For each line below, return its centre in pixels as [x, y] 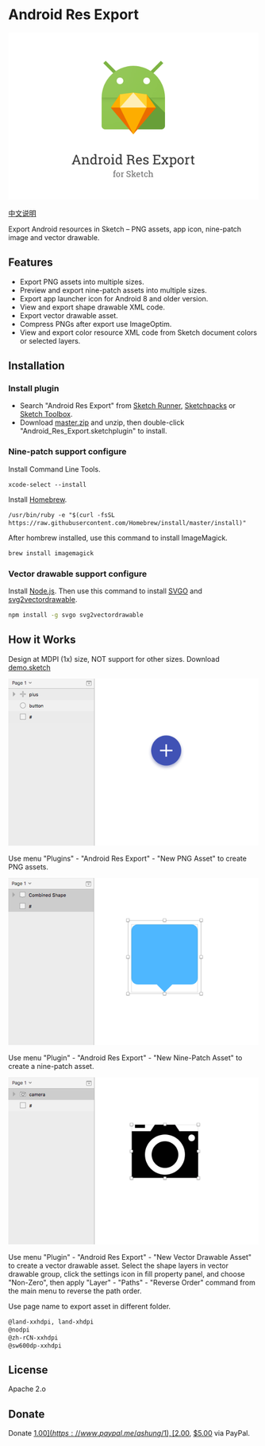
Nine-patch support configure [67, 452]
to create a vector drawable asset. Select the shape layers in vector [118, 1265]
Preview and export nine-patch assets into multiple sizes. [113, 290]
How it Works [42, 640]
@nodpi [19, 1330]
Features [31, 263]
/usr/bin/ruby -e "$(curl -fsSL [61, 515]
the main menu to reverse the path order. [75, 1291]
